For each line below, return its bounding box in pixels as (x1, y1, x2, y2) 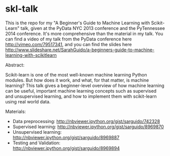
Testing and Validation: (12, 140, 61, 146)
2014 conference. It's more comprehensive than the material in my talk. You (5, 30, 163, 36)
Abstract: (5, 62, 24, 68)
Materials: (5, 108, 26, 114)
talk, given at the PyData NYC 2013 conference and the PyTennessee (20, 25, 165, 31)
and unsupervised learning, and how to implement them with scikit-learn (5, 93, 157, 99)
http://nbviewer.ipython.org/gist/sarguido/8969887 (12, 134, 120, 140)
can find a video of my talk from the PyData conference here (5, 36, 132, 42)
